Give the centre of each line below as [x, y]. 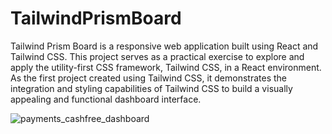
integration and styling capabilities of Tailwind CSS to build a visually [151, 88]
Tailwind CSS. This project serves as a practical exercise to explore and [157, 56]
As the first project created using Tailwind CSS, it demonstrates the [149, 78]
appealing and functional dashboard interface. [106, 99]
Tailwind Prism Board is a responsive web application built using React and [164, 46]
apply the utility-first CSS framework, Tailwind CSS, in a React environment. [166, 67]
